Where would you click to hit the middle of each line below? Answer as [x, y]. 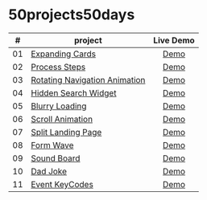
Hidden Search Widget [74, 92]
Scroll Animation [62, 119]
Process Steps [58, 67]
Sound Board [56, 158]
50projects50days [72, 15]
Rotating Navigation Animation [88, 80]
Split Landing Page [66, 132]
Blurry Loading [59, 106]
